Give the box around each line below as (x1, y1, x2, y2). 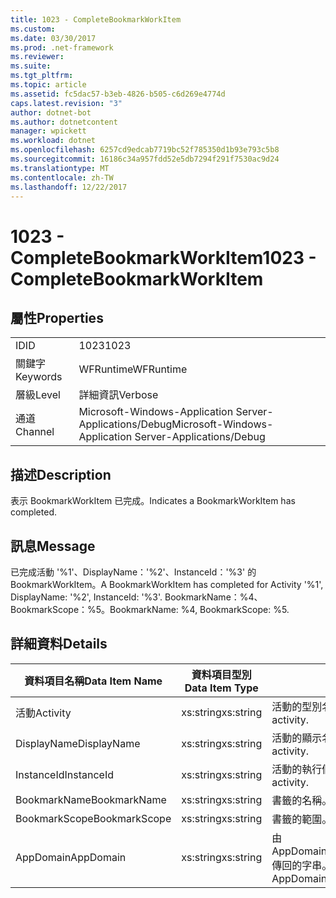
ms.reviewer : (10, 52, 65, 62)
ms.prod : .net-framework (10, 42, 114, 53)
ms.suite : (10, 61, 52, 71)
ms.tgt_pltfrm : (10, 71, 74, 81)
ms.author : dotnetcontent (10, 117, 118, 127)
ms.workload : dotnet (10, 136, 97, 146)
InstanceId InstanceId (15, 767, 115, 781)
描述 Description (10, 466, 112, 483)
